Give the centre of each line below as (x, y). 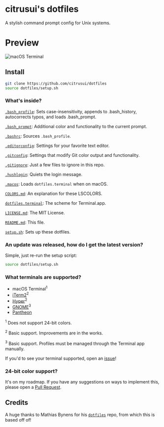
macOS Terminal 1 (30, 288)
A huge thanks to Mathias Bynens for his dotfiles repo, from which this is (80, 415)
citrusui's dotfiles (42, 9)
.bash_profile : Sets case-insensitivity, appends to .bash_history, (71, 111)
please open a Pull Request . (33, 387)
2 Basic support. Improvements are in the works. (54, 332)
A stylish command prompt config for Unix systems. (58, 23)
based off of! (18, 420)
